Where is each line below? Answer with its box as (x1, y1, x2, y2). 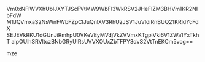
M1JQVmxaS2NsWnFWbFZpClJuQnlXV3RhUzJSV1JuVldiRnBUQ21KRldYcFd (6, 18, 199, 25)
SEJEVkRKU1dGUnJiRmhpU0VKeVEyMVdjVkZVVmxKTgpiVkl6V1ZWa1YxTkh (6, 31, 199, 39)
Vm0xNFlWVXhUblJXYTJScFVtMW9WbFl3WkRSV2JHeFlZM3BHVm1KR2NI (6, 6, 198, 12)
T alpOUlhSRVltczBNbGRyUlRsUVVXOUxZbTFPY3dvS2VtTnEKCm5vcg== (6, 38, 193, 45)
